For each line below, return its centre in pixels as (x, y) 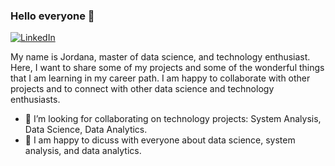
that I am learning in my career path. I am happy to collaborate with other (160, 78)
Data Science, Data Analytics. (86, 130)
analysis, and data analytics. (83, 151)
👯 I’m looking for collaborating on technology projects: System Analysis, (173, 119)
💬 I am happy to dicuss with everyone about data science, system (160, 140)
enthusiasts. (35, 100)
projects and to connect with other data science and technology (142, 89)
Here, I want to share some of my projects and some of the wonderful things (167, 68)
